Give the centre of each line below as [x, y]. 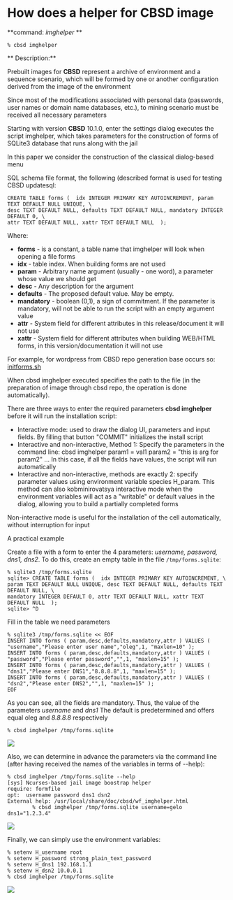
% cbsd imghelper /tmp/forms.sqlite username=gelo [107, 807]
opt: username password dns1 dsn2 [59, 795]
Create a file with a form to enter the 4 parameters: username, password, [113, 552]
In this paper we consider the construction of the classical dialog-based [111, 157]
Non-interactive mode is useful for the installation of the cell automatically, [114, 517]
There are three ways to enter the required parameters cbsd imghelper [110, 408]
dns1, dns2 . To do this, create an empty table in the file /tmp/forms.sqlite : [114, 559]
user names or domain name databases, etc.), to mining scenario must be [113, 107]
